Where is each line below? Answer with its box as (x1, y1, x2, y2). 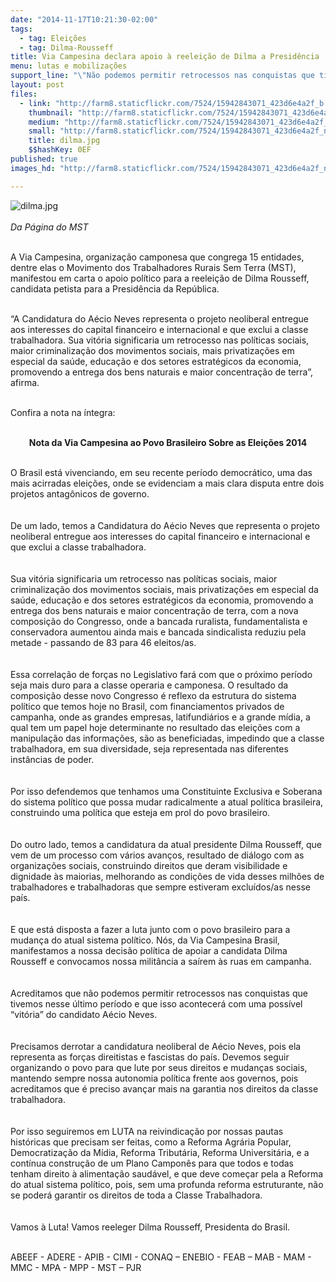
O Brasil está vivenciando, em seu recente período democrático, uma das (10, 466, 313, 478)
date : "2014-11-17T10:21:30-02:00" (10, 14, 159, 25)
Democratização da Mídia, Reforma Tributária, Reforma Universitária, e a (10, 1146, 310, 1158)
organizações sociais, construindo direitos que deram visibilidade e (10, 859, 288, 871)
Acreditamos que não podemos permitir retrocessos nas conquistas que (10, 987, 308, 999)
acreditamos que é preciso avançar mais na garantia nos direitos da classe (10, 1082, 319, 1095)
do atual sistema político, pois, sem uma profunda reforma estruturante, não (10, 1178, 324, 1190)
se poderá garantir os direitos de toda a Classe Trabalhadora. (10, 1189, 263, 1201)
